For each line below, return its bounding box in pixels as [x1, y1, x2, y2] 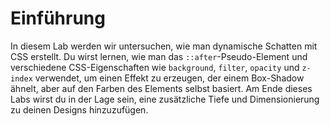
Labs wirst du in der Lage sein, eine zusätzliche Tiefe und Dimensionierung [10, 93, 320, 105]
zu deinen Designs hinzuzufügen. [10, 103, 149, 116]
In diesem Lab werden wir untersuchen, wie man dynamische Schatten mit [10, 40, 318, 52]
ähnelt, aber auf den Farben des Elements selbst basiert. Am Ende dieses [10, 82, 313, 94]
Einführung [10, 7, 106, 30]
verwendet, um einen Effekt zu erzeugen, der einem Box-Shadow [34, 72, 305, 84]
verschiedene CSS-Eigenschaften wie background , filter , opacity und [10, 61, 300, 73]
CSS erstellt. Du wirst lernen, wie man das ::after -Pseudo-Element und [10, 50, 308, 62]
